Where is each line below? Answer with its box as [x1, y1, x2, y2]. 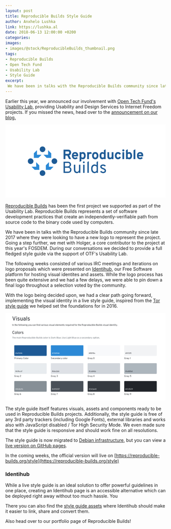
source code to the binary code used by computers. [5, 219, 115, 225]
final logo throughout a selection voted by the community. [5, 282, 127, 288]
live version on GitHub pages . [5, 443, 67, 449]
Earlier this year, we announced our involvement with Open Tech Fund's [5, 98, 156, 104]
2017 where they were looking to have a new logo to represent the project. [5, 234, 161, 240]
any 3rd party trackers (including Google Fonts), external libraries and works [5, 416, 166, 423]
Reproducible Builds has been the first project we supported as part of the [5, 203, 161, 209]
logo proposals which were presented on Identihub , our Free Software [5, 266, 153, 272]
